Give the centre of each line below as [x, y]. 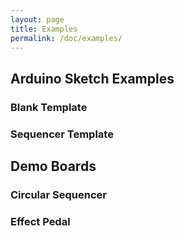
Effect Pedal [40, 221]
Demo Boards [53, 166]
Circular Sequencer [58, 194]
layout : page [37, 19]
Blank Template [49, 107]
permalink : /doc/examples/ [66, 38]
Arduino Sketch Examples [92, 78]
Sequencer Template [62, 134]
